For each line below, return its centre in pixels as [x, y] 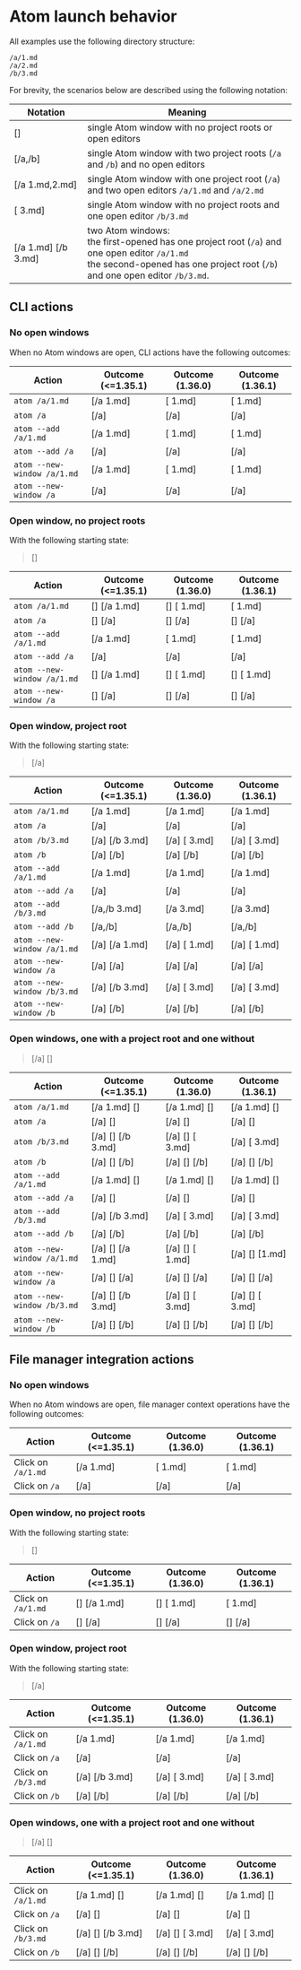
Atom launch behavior [93, 17]
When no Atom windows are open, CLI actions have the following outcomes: [150, 352]
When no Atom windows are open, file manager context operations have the [150, 1404]
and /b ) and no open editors [146, 164]
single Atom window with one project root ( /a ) [184, 178]
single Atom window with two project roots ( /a [185, 152]
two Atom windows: [129, 230]
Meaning [187, 112]
